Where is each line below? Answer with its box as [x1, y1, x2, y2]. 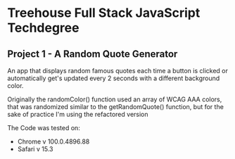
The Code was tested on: [7, 124, 81, 132]
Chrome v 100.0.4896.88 [17, 137, 90, 146]
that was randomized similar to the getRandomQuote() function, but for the [7, 103, 224, 110]
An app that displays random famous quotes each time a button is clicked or [7, 67, 229, 75]
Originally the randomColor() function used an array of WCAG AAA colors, [7, 95, 222, 103]
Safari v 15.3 [17, 145, 53, 153]
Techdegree [7, 20, 80, 36]
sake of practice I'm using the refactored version [7, 110, 149, 118]
